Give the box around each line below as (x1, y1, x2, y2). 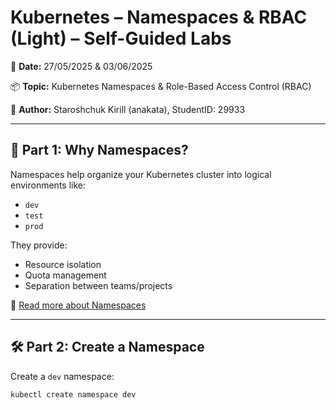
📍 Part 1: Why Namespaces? (10, 142, 189, 159)
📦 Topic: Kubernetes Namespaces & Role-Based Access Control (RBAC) (10, 80, 312, 92)
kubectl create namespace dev (10, 389, 137, 400)
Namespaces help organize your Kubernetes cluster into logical (10, 168, 272, 180)
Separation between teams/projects (24, 279, 173, 291)
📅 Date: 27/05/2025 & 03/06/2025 (10, 60, 153, 72)
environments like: (10, 179, 87, 191)
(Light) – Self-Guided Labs (10, 27, 232, 50)
